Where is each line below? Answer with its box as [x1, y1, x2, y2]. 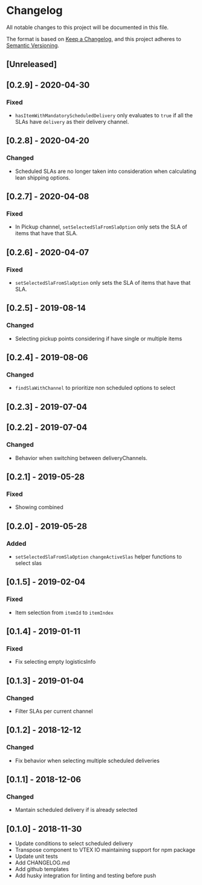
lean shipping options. [15, 173, 71, 181]
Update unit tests [15, 853, 59, 860]
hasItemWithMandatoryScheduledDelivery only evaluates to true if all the [15, 112, 194, 119]
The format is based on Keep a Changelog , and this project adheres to [6, 35, 181, 42]
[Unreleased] [6, 59, 57, 70]
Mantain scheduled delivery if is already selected [15, 806, 138, 814]
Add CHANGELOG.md [15, 859, 70, 866]
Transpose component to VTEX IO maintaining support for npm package [15, 846, 195, 854]
